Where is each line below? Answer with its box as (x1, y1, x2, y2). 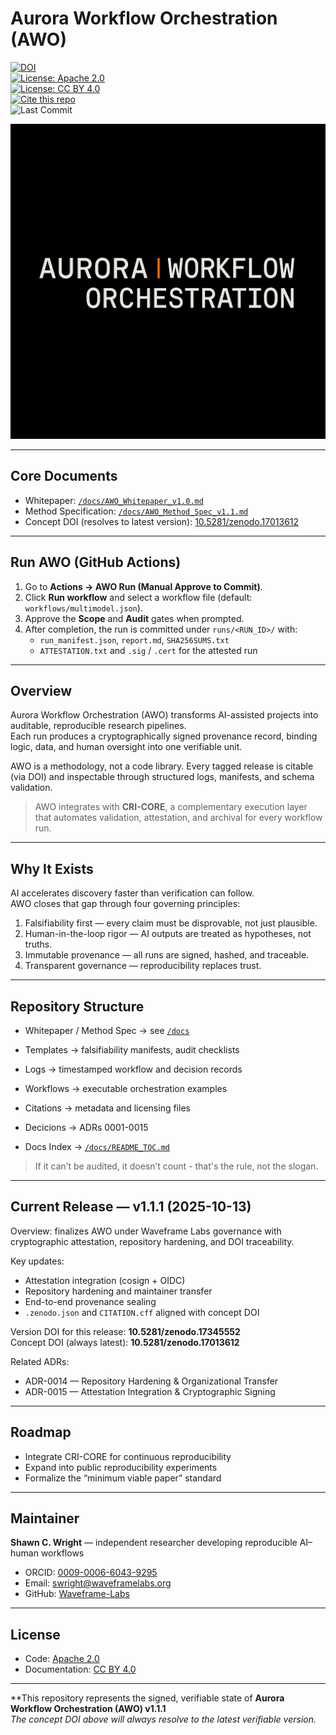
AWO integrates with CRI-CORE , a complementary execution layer (34, 801, 308, 813)
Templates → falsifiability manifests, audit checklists (24, 1044, 240, 1056)
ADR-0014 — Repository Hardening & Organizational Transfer (24, 1375, 279, 1387)
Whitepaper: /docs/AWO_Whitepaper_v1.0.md (24, 494, 204, 506)
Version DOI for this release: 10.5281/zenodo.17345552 (10, 1325, 241, 1337)
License (10, 1626, 61, 1643)
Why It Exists (10, 860, 94, 877)
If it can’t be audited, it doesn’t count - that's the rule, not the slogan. (34, 1160, 319, 1172)
